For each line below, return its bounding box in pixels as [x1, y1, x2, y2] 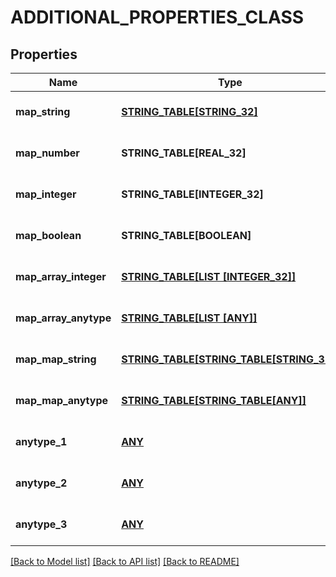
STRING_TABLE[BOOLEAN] [121, 229, 252, 242]
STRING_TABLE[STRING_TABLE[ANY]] [121, 394, 307, 407]
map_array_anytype [15, 311, 112, 325]
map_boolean [15, 229, 82, 242]
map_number [15, 146, 80, 160]
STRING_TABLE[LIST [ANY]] [121, 311, 258, 325]
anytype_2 [15, 476, 68, 490]
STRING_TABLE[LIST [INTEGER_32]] [121, 270, 297, 283]
